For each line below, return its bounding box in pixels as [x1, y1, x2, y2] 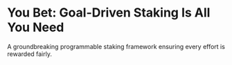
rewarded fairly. [7, 50, 52, 58]
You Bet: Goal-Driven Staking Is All [7, 5, 211, 21]
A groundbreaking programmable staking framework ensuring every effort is [7, 42, 225, 50]
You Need [7, 19, 64, 35]
